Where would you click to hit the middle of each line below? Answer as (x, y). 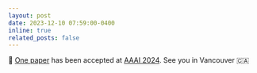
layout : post (30, 15)
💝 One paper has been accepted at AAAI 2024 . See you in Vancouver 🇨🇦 (129, 60)
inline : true (30, 30)
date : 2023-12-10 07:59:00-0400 (61, 23)
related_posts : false (44, 38)
